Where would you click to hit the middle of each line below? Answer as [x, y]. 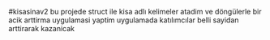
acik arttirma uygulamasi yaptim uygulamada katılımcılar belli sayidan [124, 20]
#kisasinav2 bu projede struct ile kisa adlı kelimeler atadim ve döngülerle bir [135, 12]
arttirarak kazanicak [42, 28]
